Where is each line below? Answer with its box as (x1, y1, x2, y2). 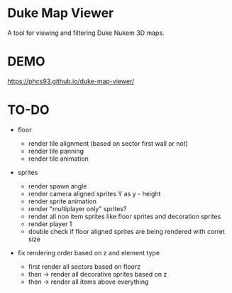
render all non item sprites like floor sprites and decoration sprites (28, 212, 221, 220)
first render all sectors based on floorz (28, 262, 140, 271)
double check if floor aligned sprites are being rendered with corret (28, 227, 226, 235)
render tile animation (28, 154, 89, 163)
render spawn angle (28, 181, 87, 190)
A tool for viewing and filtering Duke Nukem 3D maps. (7, 28, 165, 37)
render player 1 (28, 219, 72, 228)
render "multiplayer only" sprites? (28, 204, 127, 213)
